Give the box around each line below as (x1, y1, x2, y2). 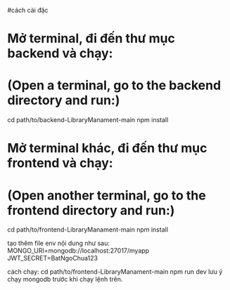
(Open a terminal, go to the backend (7, 77, 222, 93)
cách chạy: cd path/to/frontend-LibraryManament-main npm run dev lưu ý (7, 268, 223, 276)
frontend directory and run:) (7, 202, 175, 218)
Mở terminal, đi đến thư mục (7, 31, 176, 46)
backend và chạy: (7, 46, 113, 62)
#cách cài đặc (7, 6, 49, 14)
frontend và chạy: (7, 155, 114, 171)
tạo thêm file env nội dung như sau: (7, 239, 110, 248)
